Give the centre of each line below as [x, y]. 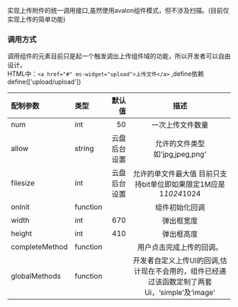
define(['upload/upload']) [44, 82]
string [84, 149]
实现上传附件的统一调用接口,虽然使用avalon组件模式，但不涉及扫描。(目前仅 [118, 10]
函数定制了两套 [187, 282]
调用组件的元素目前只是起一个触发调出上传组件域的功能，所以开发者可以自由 [119, 56]
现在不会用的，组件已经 [180, 272]
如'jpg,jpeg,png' [180, 155]
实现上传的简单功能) [36, 19]
